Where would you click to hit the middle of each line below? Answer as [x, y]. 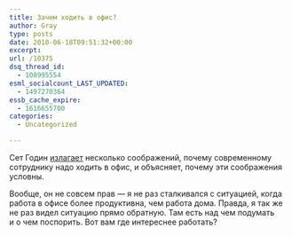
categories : [31, 116]
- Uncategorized [47, 125]
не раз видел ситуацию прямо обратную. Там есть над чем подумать [142, 212]
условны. [27, 177]
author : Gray [33, 26]
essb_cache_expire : [45, 100]
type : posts [31, 34]
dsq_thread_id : [37, 67]
